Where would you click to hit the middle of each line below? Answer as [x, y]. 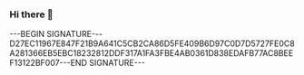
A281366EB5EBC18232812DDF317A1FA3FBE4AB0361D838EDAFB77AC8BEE [152, 53]
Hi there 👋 [32, 14]
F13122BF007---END [49, 63]
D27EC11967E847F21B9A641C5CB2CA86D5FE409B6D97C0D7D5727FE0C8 [152, 43]
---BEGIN [27, 34]
